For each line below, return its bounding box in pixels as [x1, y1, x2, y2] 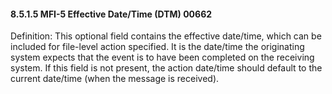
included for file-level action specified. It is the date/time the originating [10, 41, 305, 53]
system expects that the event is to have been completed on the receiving [10, 51, 315, 64]
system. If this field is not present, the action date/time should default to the [10, 62, 323, 74]
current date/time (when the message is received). [10, 73, 220, 85]
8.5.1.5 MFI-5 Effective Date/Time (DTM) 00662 [10, 8, 213, 20]
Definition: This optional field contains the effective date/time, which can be [10, 30, 322, 42]
